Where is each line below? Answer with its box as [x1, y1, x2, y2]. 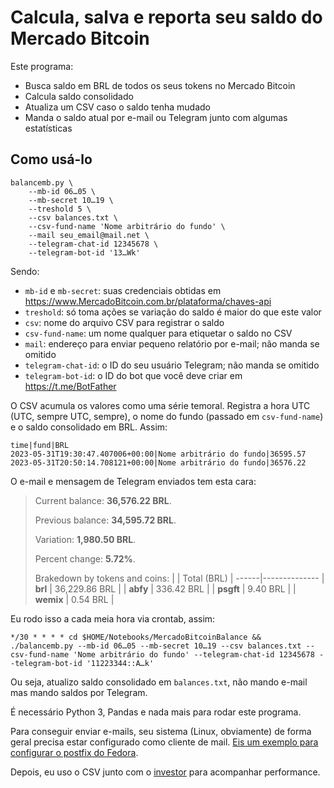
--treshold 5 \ [28, 204, 92, 214]
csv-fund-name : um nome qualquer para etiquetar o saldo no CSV [24, 327, 293, 339]
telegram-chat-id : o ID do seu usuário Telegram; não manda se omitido [24, 359, 320, 371]
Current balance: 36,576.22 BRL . [34, 494, 172, 506]
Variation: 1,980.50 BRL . [34, 533, 137, 545]
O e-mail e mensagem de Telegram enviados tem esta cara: [10, 475, 257, 487]
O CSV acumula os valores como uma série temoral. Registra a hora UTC [10, 399, 311, 411]
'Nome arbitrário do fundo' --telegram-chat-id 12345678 [73, 649, 315, 660]
